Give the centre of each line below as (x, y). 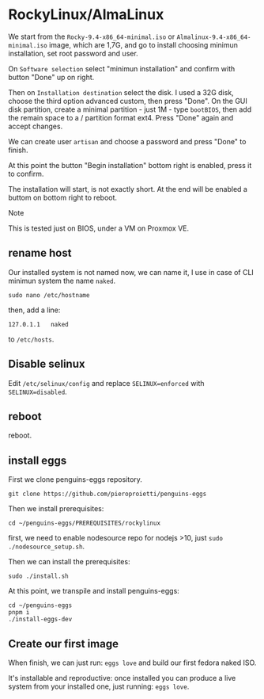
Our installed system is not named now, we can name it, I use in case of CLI (131, 272)
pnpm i (19, 613)
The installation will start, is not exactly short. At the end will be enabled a (128, 189)
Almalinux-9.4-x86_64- (214, 37)
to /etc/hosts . (31, 339)
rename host (40, 253)
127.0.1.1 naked (38, 324)
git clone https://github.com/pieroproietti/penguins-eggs (107, 494)
